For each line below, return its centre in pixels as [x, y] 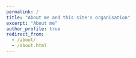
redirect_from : [25, 34]
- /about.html [29, 46]
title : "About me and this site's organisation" [68, 18]
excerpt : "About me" [32, 23]
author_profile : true [33, 29]
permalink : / [23, 12]
